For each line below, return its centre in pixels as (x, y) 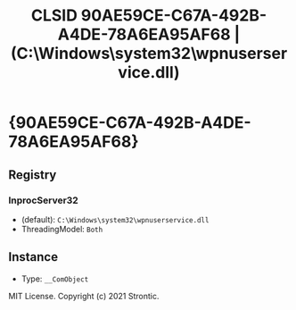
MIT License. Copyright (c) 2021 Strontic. (84, 296)
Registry (33, 175)
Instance (33, 257)
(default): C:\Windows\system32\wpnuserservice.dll (115, 219)
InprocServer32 (44, 200)
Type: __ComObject (55, 279)
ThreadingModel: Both (62, 229)
